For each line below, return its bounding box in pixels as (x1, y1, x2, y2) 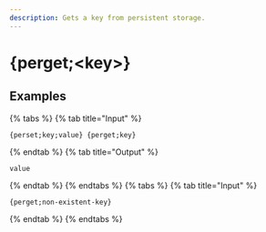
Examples (9, 88, 66, 105)
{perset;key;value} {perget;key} (9, 130, 137, 139)
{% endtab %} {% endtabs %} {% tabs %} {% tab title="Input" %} (9, 179, 258, 191)
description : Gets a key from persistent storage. (9, 13, 206, 23)
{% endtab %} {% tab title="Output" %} (9, 146, 159, 157)
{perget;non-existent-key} (9, 197, 112, 207)
